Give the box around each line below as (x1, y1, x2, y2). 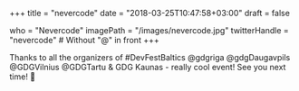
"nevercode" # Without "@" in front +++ (9, 35, 160, 45)
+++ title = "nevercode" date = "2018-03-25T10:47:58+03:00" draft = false (9, 8, 290, 18)
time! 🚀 (9, 71, 36, 82)
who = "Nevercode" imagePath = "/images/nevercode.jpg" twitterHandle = (9, 25, 290, 35)
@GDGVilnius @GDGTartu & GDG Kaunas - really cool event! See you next (9, 62, 286, 72)
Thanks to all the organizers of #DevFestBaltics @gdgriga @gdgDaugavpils (9, 52, 291, 62)
